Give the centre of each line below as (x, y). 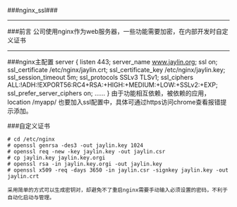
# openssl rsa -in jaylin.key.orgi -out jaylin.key (85, 164)
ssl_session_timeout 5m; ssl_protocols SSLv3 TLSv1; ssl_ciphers (101, 77)
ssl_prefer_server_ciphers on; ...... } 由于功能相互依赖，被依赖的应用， (109, 93)
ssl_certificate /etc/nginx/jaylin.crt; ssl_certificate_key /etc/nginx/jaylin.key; (116, 70)
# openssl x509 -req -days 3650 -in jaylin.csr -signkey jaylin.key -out (118, 170)
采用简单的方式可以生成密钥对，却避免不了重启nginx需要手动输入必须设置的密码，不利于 (117, 190)
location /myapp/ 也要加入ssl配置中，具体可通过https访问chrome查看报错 (114, 102)
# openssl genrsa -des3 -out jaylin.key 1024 (75, 146)
